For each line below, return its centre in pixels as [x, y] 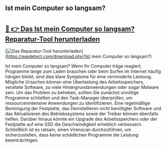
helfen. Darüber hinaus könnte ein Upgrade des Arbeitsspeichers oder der [81, 119]
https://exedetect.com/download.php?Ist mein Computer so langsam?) [79, 56]
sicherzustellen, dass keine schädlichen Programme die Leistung [72, 135]
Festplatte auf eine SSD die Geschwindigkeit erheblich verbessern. [74, 124]
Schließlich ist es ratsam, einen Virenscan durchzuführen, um [68, 130]
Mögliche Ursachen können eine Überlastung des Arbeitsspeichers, [75, 82]
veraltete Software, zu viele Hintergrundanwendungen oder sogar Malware [82, 87]
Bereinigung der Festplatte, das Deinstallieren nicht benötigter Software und [83, 108]
